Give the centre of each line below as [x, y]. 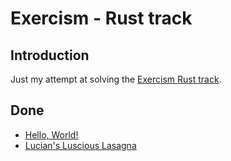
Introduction [50, 55]
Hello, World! [51, 134]
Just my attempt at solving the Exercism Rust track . [116, 79]
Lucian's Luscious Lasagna [80, 145]
